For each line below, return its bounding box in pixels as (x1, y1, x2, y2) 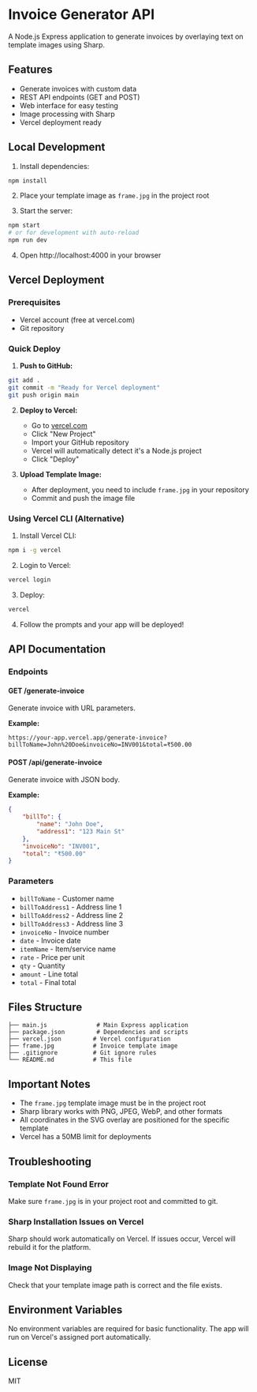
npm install (8, 176, 47, 185)
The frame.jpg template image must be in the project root (19, 1098, 207, 1108)
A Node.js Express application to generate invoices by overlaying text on (8, 32, 244, 41)
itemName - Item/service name (19, 944, 117, 954)
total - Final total (19, 977, 76, 987)
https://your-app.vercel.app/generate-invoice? (8, 734, 168, 742)
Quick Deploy (8, 343, 61, 354)
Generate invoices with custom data (19, 84, 137, 93)
